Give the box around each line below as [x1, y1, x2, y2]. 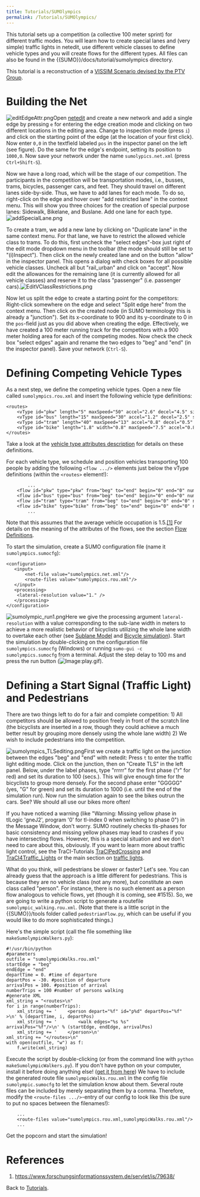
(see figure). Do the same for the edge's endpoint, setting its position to [6, 146, 182, 153]
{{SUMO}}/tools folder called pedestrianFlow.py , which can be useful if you [6, 910, 192, 917]
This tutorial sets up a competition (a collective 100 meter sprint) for [6, 30, 173, 38]
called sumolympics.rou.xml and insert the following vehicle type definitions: [6, 392, 192, 399]
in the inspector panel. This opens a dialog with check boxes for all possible [6, 258, 192, 265]
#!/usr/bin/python [6, 946, 52, 952]
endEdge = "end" [6, 967, 46, 973]
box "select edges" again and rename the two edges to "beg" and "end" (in [6, 339, 192, 346]
